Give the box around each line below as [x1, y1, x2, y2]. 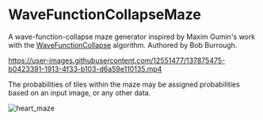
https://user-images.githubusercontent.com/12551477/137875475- [8, 56, 226, 65]
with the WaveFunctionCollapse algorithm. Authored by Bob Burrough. [8, 40, 238, 49]
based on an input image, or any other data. [8, 87, 151, 97]
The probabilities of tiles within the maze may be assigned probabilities [8, 79, 240, 89]
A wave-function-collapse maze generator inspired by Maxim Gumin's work [8, 32, 256, 41]
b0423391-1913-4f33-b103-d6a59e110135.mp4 [8, 64, 162, 73]
